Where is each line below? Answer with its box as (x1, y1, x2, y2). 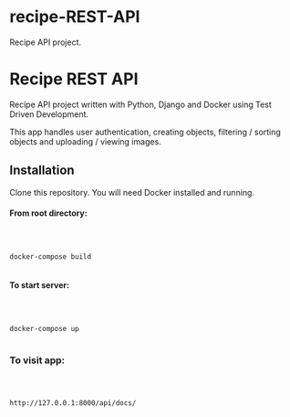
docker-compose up (9, 324, 79, 333)
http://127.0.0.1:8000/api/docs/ (9, 399, 137, 408)
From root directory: (9, 208, 88, 219)
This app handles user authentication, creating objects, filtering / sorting (9, 126, 281, 137)
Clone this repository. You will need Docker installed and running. (9, 187, 255, 198)
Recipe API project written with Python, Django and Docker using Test (9, 99, 272, 110)
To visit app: (9, 354, 66, 367)
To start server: (9, 280, 70, 291)
